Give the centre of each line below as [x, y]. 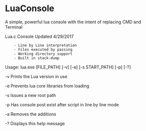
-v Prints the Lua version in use [36, 76]
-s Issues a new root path [31, 95]
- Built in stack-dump [37, 58]
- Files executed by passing [43, 49]
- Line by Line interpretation [45, 45]
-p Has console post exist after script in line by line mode [62, 104]
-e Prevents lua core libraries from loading [47, 86]
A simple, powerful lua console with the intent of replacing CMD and [73, 22]
